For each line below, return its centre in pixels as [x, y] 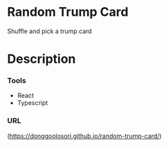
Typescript [32, 103]
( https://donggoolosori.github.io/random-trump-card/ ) [85, 136]
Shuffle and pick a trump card [49, 31]
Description [41, 59]
